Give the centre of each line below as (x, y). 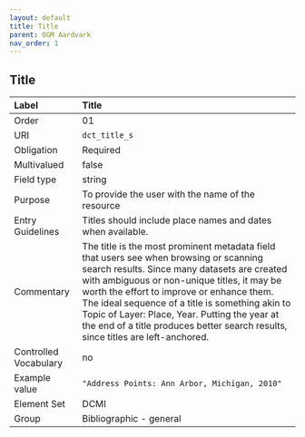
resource (101, 206)
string (94, 180)
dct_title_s (108, 136)
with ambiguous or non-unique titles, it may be (182, 280)
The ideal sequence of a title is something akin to (187, 303)
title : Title (34, 26)
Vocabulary (39, 364)
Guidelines (37, 232)
